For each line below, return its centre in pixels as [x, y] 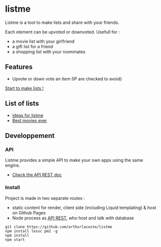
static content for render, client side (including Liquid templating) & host [84, 208]
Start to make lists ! [24, 88]
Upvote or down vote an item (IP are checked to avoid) [67, 78]
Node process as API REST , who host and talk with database [73, 218]
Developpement [30, 136]
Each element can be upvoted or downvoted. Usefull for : [62, 32]
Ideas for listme [28, 115]
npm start [15, 240]
